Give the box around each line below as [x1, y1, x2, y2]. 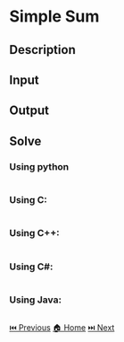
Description [9, 42, 76, 57]
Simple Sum [9, 6, 100, 27]
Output [9, 103, 49, 118]
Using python [9, 160, 70, 172]
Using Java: [9, 294, 62, 306]
